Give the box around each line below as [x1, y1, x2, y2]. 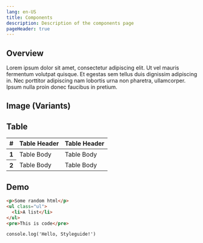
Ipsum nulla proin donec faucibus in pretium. [6, 83, 118, 91]
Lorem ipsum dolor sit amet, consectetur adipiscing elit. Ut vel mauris [6, 64, 179, 71]
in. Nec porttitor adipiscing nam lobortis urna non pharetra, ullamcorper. [6, 77, 186, 85]
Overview [6, 48, 44, 58]
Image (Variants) [6, 101, 71, 111]
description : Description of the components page [6, 20, 135, 26]
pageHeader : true [6, 25, 50, 32]
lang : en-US [6, 8, 36, 15]
